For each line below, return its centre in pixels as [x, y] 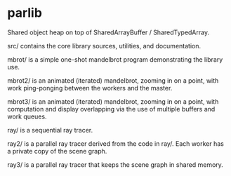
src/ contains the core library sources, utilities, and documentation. [104, 46]
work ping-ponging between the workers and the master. [90, 88]
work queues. [27, 116]
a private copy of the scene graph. [57, 151]
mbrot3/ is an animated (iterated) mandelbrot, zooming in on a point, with [113, 101]
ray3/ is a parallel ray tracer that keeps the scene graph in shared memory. [115, 164]
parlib [25, 13]
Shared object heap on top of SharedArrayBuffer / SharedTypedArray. [108, 32]
